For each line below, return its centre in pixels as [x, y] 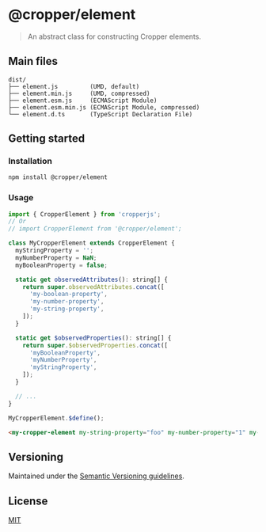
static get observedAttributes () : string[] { [92, 279]
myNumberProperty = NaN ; [56, 258]
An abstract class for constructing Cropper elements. [114, 36]
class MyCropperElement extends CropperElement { [92, 243]
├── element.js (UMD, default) [74, 86]
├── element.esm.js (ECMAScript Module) [83, 101]
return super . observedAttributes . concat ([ [93, 287]
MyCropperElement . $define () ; [56, 418]
